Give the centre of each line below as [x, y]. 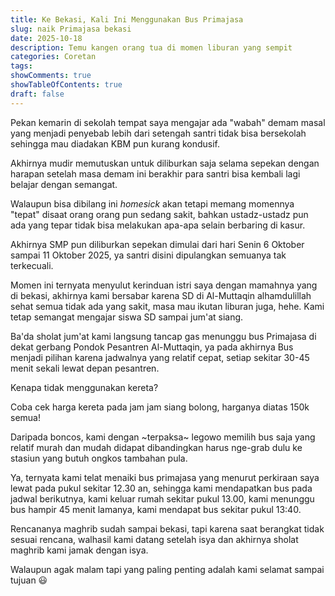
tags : [21, 66]
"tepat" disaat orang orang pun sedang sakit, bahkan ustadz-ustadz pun [159, 214]
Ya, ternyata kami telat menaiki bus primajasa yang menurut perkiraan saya [165, 477]
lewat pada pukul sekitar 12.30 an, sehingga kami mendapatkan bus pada [161, 488]
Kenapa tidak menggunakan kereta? [84, 387]
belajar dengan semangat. [64, 184]
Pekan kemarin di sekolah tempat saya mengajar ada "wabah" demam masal [168, 122]
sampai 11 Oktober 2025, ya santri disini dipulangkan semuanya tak [148, 255]
